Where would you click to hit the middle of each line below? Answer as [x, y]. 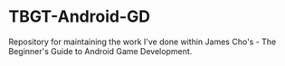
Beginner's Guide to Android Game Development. [100, 51]
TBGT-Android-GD [80, 17]
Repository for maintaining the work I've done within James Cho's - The [142, 42]
